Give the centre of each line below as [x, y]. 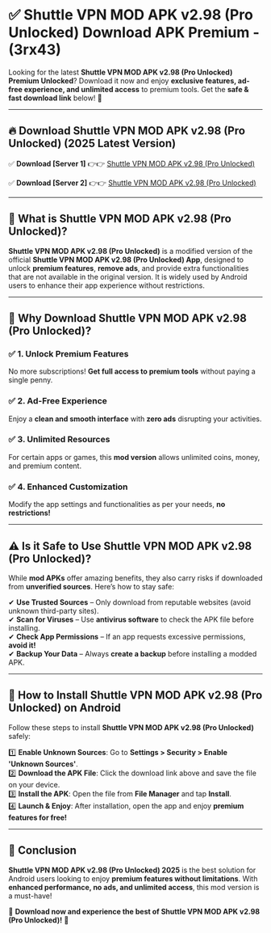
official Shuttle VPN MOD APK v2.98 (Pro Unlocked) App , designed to [126, 260]
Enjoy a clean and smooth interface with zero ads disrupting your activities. [135, 419]
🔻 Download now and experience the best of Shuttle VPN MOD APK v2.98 [134, 911]
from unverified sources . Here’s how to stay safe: [92, 586]
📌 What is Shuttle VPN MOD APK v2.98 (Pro [120, 219]
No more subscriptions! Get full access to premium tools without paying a [132, 372]
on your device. [34, 784]
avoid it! [22, 645]
